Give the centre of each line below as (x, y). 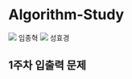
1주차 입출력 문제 (47, 65)
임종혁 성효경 (44, 38)
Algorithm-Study (66, 15)
